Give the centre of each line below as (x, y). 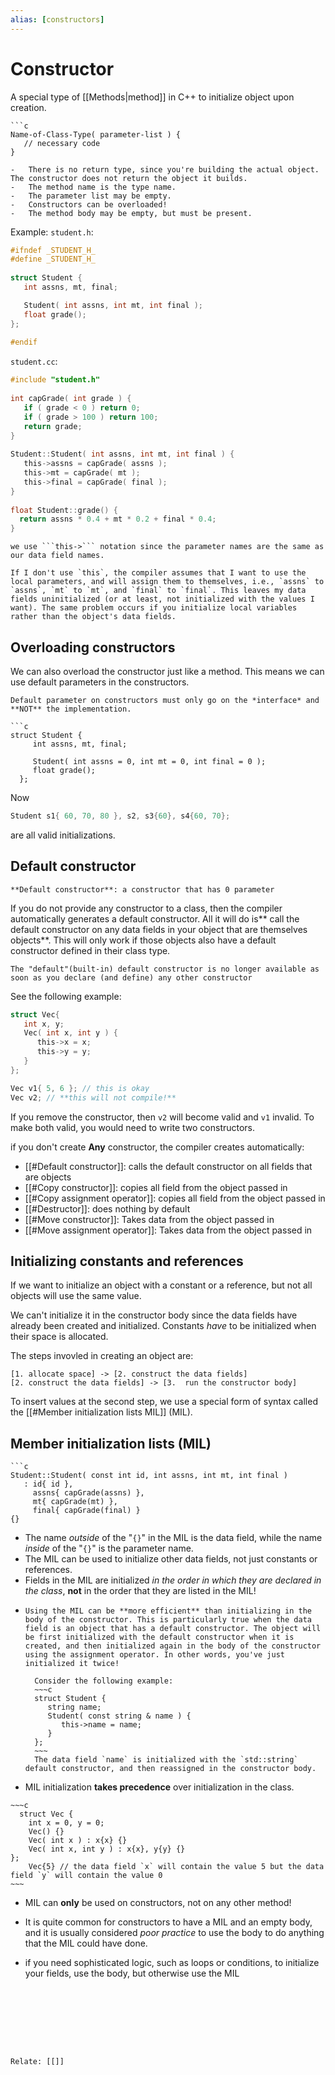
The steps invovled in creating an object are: (102, 1356)
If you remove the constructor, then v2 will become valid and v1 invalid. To (162, 1117)
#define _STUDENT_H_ (53, 259)
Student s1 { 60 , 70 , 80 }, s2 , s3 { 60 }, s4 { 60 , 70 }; (120, 816)
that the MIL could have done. (86, 1943)
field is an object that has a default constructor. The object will (173, 1629)
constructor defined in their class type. (90, 950)
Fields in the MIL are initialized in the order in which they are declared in (173, 1580)
